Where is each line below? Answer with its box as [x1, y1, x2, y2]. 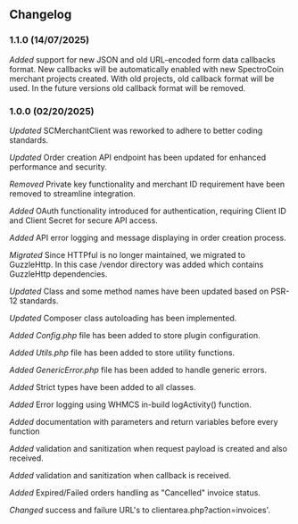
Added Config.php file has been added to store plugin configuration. [9, 329, 261, 340]
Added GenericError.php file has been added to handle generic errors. [9, 364, 268, 375]
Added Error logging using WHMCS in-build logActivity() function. [9, 399, 252, 410]
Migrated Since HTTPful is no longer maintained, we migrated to [9, 249, 245, 260]
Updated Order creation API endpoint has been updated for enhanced [9, 152, 267, 162]
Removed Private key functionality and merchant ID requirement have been [9, 179, 286, 189]
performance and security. [9, 161, 107, 172]
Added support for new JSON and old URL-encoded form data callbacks [9, 54, 276, 65]
